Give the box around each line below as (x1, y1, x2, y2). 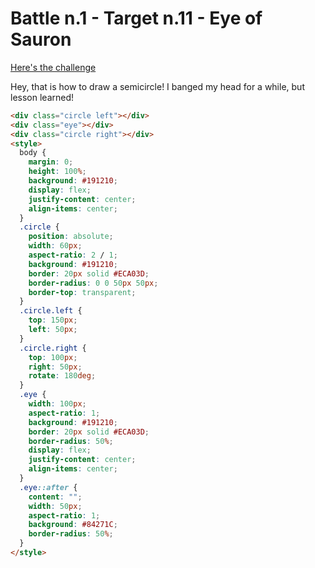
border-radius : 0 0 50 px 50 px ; (28, 278, 159, 288)
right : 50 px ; (28, 362, 83, 372)
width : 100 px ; (28, 399, 87, 409)
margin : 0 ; (28, 157, 74, 167)
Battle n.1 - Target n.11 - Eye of (10, 7, 263, 30)
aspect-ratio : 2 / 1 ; (28, 250, 118, 261)
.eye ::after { (19, 482, 78, 492)
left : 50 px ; (28, 325, 78, 335)
